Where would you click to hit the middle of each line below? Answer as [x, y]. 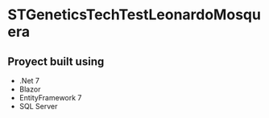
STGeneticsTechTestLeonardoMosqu [134, 15]
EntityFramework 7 [50, 98]
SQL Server [38, 106]
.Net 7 [29, 81]
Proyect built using [56, 61]
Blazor [30, 89]
